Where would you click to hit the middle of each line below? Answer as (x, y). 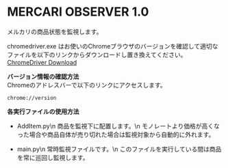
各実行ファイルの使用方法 (43, 111)
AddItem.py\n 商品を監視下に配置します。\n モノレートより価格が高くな (118, 126)
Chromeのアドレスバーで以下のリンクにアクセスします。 (87, 85)
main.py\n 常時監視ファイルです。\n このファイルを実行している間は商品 (119, 149)
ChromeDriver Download (42, 62)
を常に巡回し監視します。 (53, 157)
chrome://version (32, 98)
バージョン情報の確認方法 (43, 76)
